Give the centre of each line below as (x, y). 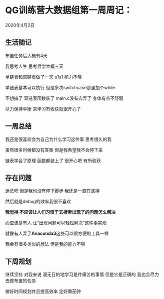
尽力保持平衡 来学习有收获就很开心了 (43, 109)
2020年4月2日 (20, 25)
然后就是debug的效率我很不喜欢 (38, 202)
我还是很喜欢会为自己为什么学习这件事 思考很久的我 (58, 139)
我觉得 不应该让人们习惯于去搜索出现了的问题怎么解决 (60, 212)
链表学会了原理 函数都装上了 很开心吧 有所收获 (53, 161)
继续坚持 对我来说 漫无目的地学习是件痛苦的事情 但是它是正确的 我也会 (78, 274)
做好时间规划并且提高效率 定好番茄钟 (43, 291)
